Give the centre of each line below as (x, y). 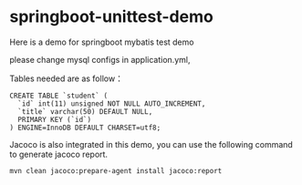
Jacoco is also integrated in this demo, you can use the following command (151, 144)
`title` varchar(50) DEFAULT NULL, (85, 111)
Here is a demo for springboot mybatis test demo (102, 42)
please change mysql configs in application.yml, (100, 59)
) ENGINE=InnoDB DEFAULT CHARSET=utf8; (85, 128)
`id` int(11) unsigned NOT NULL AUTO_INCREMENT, (112, 103)
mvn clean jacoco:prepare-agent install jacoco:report (116, 170)
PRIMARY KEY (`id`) (55, 119)
